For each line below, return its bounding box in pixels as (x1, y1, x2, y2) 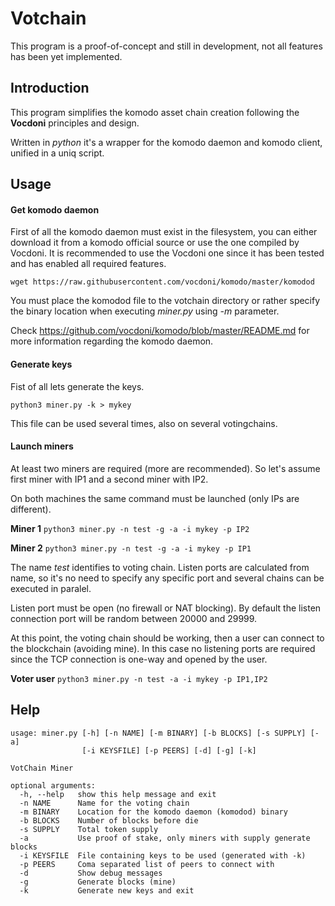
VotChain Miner (10, 763, 74, 773)
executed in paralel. (10, 582, 92, 594)
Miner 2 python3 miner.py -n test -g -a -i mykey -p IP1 (10, 542, 252, 554)
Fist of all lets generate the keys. (10, 380, 145, 392)
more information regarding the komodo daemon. (10, 335, 214, 347)
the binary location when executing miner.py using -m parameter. (10, 305, 280, 317)
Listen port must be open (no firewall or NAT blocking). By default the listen (10, 602, 322, 614)
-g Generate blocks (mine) (19, 877, 177, 887)
